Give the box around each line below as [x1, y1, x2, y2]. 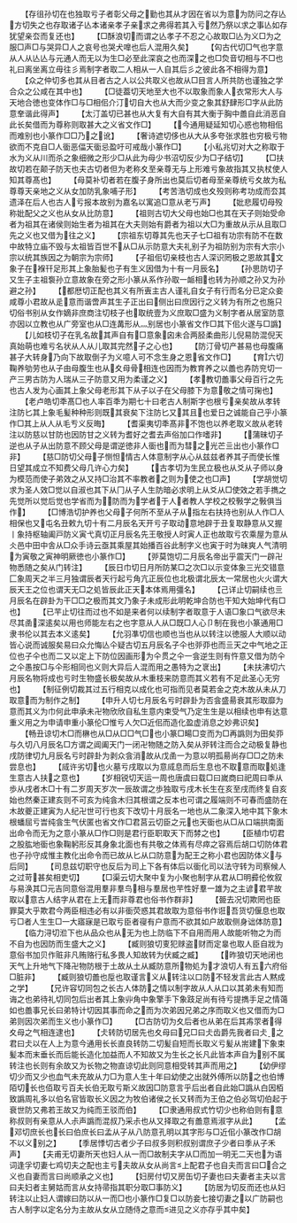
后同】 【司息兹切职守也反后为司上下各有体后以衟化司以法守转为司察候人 [9, 861, 286, 871]
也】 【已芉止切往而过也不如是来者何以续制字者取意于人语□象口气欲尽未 [9, 607, 286, 616]
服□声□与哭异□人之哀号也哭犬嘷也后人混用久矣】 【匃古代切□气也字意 [9, 42, 285, 52]
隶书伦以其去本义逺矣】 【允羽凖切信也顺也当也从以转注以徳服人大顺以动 [9, 629, 286, 639]
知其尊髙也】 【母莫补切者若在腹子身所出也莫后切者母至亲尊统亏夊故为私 [9, 174, 286, 185]
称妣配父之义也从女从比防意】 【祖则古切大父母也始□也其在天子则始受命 [9, 208, 286, 218]
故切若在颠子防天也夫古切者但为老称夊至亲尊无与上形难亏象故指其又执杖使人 [9, 164, 288, 174]
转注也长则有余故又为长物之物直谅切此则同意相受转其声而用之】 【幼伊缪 [9, 1060, 286, 1071]
